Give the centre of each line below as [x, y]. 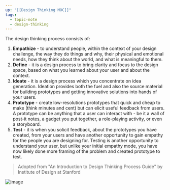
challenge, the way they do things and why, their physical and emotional [88, 54]
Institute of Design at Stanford [49, 172]
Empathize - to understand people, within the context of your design [84, 48]
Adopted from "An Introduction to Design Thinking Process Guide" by [90, 167]
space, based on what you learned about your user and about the [81, 70]
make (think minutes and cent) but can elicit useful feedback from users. [89, 108]
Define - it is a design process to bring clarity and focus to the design [85, 65]
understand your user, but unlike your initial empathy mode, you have [85, 146]
